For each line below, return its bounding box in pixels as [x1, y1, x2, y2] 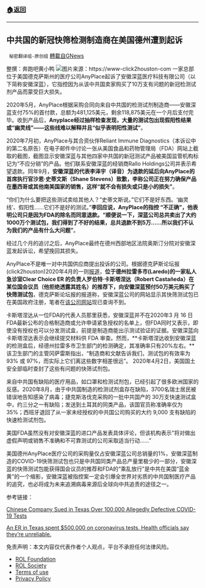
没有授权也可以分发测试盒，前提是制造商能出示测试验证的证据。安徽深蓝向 [11, 327, 199, 334]
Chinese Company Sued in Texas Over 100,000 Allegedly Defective [6, 506, 176, 513]
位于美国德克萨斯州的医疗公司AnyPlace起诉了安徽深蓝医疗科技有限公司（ [6, 73, 191, 80]
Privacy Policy [15, 575, 51, 582]
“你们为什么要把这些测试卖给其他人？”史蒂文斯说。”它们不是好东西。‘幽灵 [6, 196, 189, 203]
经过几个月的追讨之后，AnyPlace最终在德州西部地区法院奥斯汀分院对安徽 [6, 240, 191, 247]
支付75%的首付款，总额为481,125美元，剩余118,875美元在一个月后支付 [11, 109, 189, 116]
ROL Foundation [15, 556, 56, 563]
